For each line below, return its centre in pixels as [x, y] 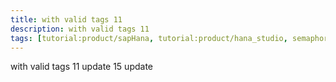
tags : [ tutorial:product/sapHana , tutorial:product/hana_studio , [149, 38]
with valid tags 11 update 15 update [81, 67]
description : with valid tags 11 [80, 29]
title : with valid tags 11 [66, 19]
